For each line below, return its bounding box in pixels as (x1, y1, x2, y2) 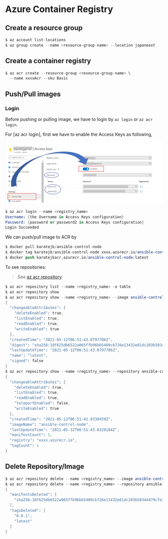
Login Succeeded (5, 225, 39, 230)
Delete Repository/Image (5, 462, 84, 471)
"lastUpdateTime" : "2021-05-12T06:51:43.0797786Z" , (9, 348, 120, 353)
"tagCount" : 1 (9, 443, 39, 448)
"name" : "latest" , (9, 353, 48, 358)
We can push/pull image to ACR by (5, 234, 77, 240)
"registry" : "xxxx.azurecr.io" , (9, 438, 77, 443)
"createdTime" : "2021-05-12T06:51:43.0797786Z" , (9, 337, 113, 342)
